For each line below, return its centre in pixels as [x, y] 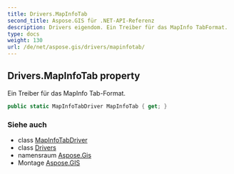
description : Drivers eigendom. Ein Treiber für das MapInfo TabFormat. [118, 27]
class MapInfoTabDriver [52, 140]
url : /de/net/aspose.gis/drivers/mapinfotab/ [76, 47]
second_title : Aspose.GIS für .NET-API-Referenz [81, 21]
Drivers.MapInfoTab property [74, 76]
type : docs [24, 34]
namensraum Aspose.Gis [54, 155]
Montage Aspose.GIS [49, 163]
